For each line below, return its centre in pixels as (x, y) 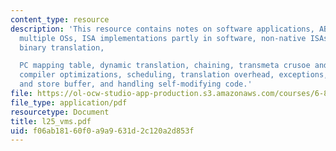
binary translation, (62, 47)
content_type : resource (60, 19)
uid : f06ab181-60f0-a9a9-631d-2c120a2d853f (102, 131)
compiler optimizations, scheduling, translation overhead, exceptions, (174, 75)
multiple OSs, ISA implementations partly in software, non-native (163, 38)
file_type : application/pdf (69, 102)
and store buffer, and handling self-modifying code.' (136, 84)
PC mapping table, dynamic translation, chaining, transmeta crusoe (165, 66)
